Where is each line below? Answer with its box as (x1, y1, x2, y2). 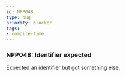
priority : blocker (6, 20, 52, 26)
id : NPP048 (6, 8, 34, 15)
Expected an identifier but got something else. (6, 64, 121, 72)
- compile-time (6, 31, 44, 37)
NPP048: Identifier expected (6, 51, 92, 59)
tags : (6, 25, 20, 32)
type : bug (6, 14, 31, 20)
